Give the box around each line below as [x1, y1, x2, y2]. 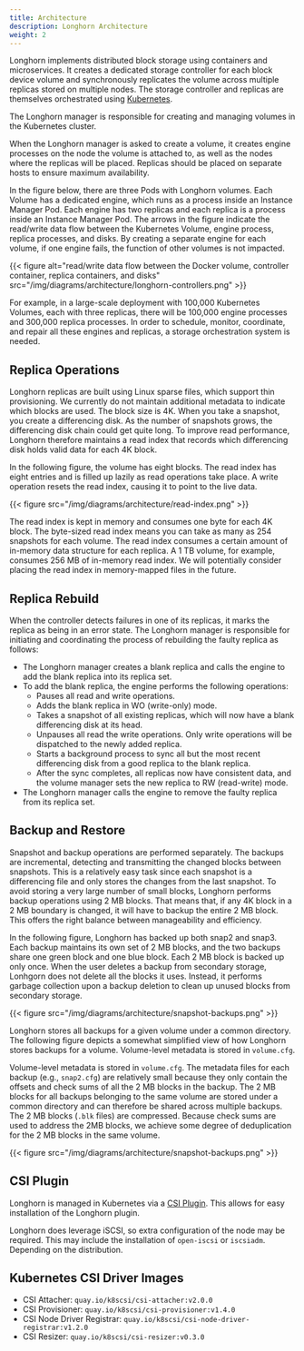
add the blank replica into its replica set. [22, 671, 172, 682]
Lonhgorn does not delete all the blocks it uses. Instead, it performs [9, 971, 263, 981]
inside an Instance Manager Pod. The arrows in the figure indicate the [9, 214, 270, 225]
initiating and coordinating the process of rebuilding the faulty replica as [9, 635, 279, 645]
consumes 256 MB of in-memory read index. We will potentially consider [9, 555, 282, 566]
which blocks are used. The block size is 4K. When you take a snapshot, [9, 406, 280, 417]
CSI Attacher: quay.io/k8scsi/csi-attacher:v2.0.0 [22, 1295, 213, 1306]
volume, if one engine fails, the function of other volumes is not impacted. [9, 242, 286, 254]
